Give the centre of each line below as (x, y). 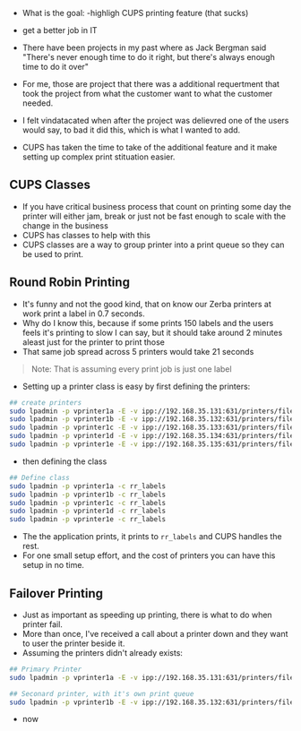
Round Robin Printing (69, 283)
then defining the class (64, 461)
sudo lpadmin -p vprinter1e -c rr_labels (88, 520)
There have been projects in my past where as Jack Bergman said (144, 47)
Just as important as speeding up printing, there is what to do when (147, 615)
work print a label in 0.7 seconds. (83, 314)
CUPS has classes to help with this (86, 235)
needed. (38, 103)
